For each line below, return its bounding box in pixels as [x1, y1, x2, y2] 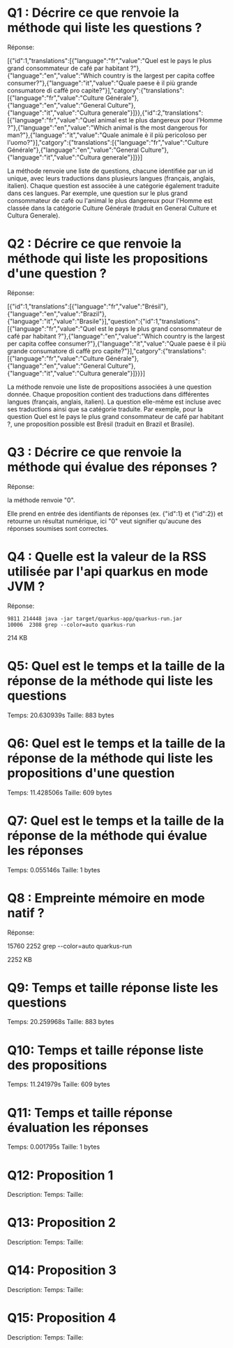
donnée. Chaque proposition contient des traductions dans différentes [7, 390, 209, 398]
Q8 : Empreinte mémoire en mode [7, 890, 205, 906]
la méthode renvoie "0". [7, 495, 75, 504]
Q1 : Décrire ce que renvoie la [7, 5, 179, 21]
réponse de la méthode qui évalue [7, 828, 208, 844]
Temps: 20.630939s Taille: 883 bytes [7, 711, 114, 719]
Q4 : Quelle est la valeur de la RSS [7, 549, 207, 565]
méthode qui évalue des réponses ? [7, 460, 218, 475]
